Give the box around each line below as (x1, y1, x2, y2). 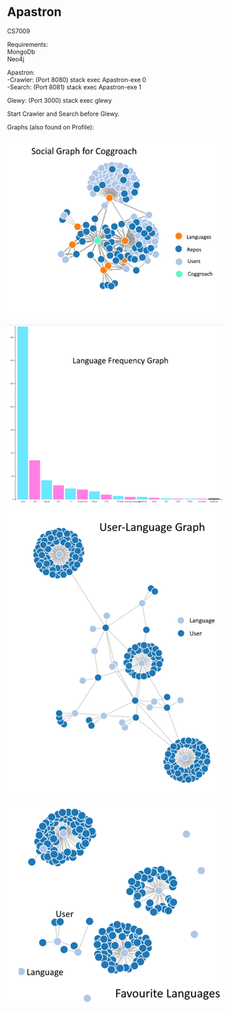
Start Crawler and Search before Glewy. (7, 110, 120, 118)
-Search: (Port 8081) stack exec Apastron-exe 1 (7, 83, 142, 91)
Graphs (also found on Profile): (7, 123, 95, 131)
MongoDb (7, 48, 36, 56)
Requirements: (7, 40, 48, 48)
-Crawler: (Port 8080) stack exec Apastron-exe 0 (7, 75, 146, 83)
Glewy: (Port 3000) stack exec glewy (7, 96, 112, 104)
